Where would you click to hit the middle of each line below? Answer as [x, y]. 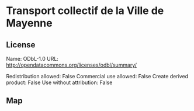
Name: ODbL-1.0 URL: [32, 59]
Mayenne [29, 23]
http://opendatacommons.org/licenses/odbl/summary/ [72, 65]
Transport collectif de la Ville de [85, 11]
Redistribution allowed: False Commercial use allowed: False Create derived [97, 76]
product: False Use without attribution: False [59, 82]
